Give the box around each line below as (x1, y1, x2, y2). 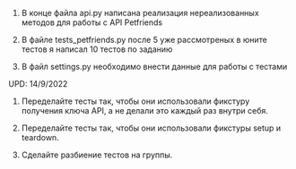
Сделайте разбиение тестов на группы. (21, 149, 173, 160)
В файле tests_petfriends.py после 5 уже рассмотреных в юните (21, 35, 268, 45)
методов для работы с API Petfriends (21, 17, 163, 28)
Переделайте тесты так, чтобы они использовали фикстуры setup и (21, 123, 282, 133)
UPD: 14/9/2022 (8, 79, 68, 89)
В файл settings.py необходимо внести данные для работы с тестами (21, 62, 288, 72)
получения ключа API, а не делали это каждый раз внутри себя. (21, 106, 268, 115)
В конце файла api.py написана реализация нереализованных (21, 8, 259, 18)
